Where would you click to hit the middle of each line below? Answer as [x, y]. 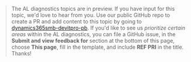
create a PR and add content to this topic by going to [77, 21]
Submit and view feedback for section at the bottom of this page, [93, 41]
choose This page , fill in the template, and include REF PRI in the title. [97, 47]
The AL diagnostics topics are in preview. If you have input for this [93, 9]
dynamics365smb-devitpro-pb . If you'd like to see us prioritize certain [98, 28]
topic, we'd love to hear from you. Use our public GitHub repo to [91, 15]
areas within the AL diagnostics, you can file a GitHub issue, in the [93, 34]
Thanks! [21, 53]
